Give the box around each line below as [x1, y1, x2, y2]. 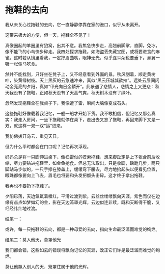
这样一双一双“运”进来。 [18, 123, 65, 128]
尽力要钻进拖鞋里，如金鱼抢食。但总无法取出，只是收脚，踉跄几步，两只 [13, 160, 160, 166]
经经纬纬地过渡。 [5, 205, 40, 211]
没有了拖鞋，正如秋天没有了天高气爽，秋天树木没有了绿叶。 [13, 89, 134, 96]
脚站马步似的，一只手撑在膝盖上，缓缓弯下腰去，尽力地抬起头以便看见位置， [5, 166, 160, 172]
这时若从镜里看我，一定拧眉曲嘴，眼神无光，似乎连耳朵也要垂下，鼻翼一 [13, 54, 160, 60]
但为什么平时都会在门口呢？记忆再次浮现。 [5, 143, 91, 149]
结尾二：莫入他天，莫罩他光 [5, 236, 61, 243]
